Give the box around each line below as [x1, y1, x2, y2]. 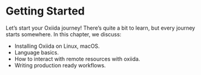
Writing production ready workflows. [14, 62, 107, 69]
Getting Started [5, 4, 85, 18]
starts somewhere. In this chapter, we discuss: [5, 30, 122, 37]
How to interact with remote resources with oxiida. [14, 55, 140, 62]
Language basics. [14, 48, 59, 56]
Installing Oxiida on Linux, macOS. [14, 42, 100, 50]
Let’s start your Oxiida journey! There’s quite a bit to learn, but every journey [5, 24, 196, 31]
